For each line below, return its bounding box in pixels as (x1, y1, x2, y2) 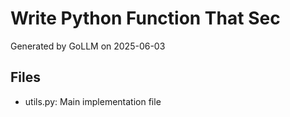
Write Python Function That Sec (10, 7, 281, 30)
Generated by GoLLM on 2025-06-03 (10, 40, 166, 52)
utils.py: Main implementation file (24, 95, 162, 107)
